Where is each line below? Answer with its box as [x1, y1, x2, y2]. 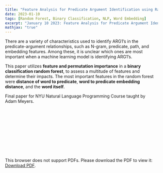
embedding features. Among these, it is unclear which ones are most [5, 49, 143, 55]
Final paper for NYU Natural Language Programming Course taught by [5, 93, 146, 99]
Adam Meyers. [5, 98, 34, 104]
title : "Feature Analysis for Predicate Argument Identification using [5, 7, 153, 12]
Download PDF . [5, 163, 36, 169]
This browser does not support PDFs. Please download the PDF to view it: [5, 157, 153, 163]
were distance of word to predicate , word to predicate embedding [5, 79, 140, 85]
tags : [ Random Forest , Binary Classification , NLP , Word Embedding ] [5, 16, 147, 21]
